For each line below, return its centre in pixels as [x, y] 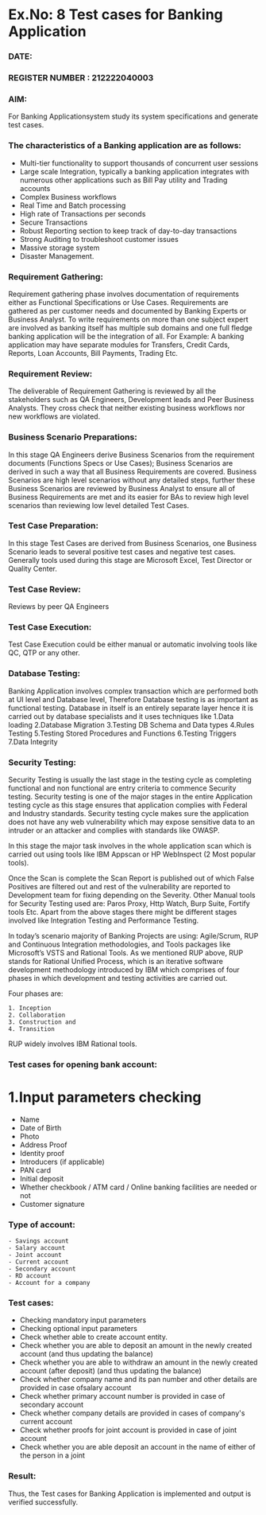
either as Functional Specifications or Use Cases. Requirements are [118, 302]
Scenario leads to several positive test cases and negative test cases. [122, 552]
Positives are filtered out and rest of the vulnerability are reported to [120, 886]
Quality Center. [33, 568]
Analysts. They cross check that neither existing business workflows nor [127, 408]
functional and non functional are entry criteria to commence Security [122, 788]
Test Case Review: [44, 589]
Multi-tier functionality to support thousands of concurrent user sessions [139, 163]
